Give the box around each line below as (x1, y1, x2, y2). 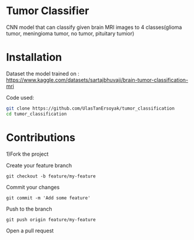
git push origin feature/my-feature (6, 216, 96, 222)
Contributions (6, 131, 75, 144)
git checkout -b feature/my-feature (6, 173, 96, 179)
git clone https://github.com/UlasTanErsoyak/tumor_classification (6, 105, 175, 111)
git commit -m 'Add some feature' (6, 195, 91, 201)
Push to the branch (6, 205, 52, 212)
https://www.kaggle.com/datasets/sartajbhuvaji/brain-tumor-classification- (6, 76, 189, 83)
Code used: (6, 94, 34, 101)
